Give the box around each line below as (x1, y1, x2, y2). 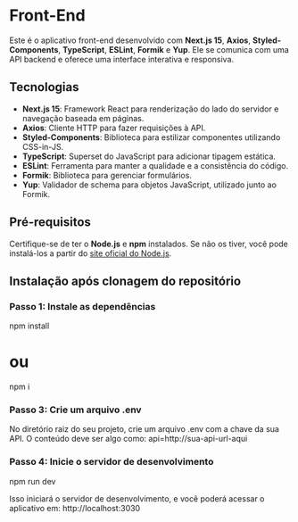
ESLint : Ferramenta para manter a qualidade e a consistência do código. (21, 160, 288, 170)
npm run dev (9, 476, 56, 486)
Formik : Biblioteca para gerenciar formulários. (21, 170, 192, 180)
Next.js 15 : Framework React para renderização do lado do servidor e (21, 104, 279, 114)
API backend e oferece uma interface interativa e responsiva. (9, 54, 235, 64)
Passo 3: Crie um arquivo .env (9, 403, 142, 416)
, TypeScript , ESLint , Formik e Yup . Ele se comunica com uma (57, 44, 290, 54)
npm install (9, 320, 50, 331)
